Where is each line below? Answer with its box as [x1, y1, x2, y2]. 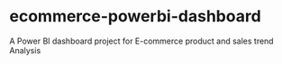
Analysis [9, 44, 41, 55]
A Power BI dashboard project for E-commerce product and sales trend [9, 36, 274, 46]
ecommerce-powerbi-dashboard [9, 6, 261, 27]
